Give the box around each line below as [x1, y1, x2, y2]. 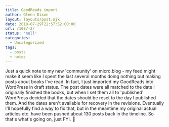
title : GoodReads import [5, 7, 58, 13]
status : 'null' [5, 31, 37, 36]
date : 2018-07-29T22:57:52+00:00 [5, 21, 76, 27]
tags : [5, 45, 17, 50]
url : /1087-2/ [5, 26, 35, 31]
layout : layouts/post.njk [5, 17, 60, 22]
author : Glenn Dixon [5, 12, 49, 17]
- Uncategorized [10, 40, 44, 45]
